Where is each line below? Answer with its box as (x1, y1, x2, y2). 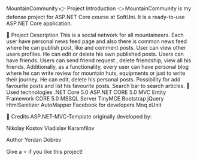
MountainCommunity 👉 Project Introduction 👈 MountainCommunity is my (6, 5, 192, 12)
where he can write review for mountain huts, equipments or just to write (6, 69, 186, 77)
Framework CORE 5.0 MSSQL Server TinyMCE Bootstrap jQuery (6, 95, 164, 102)
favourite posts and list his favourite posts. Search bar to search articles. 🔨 (6, 83, 190, 89)
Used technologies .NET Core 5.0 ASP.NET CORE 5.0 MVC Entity (6, 89, 166, 96)
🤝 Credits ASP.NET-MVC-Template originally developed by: (6, 113, 152, 120)
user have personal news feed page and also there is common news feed (6, 38, 187, 45)
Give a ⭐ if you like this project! (6, 148, 83, 155)
